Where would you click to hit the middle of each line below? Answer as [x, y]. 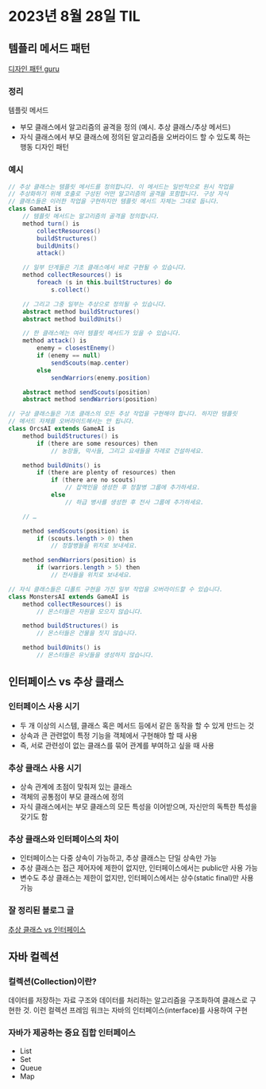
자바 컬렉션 [34, 956]
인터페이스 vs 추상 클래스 [66, 682]
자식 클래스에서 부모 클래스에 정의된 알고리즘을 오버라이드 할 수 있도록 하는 [135, 137]
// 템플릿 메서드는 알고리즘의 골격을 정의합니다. [91, 217]
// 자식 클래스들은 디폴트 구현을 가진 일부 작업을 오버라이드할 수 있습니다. [116, 589]
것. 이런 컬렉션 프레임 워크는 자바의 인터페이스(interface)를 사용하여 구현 [135, 1010]
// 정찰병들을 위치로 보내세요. [94, 546]
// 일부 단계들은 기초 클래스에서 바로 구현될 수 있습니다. [104, 267]
